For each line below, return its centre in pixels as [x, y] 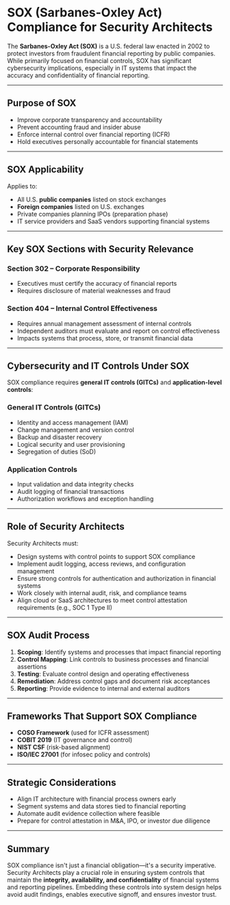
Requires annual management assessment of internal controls [104, 323]
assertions [32, 667]
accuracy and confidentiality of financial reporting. [78, 75]
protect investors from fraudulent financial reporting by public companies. [111, 53]
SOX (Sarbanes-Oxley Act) [85, 13]
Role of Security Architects [66, 526]
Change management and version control [76, 430]
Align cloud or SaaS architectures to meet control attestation [102, 600]
